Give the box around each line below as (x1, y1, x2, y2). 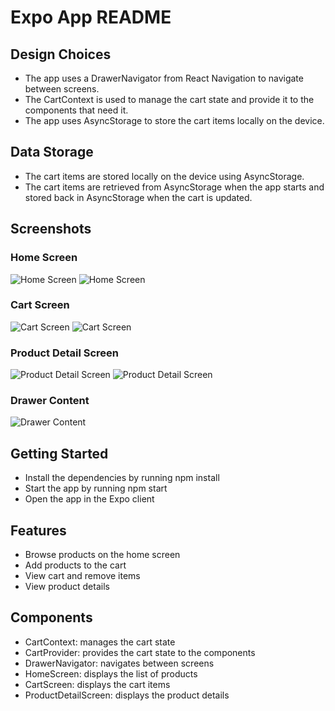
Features (10, 522, 67, 539)
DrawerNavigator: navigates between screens (24, 657, 215, 669)
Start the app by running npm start (24, 482, 168, 495)
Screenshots (10, 221, 92, 238)
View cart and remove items (24, 570, 141, 582)
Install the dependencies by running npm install (24, 472, 220, 484)
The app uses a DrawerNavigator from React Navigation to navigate (24, 72, 304, 84)
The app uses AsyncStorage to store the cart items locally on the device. (24, 115, 325, 126)
